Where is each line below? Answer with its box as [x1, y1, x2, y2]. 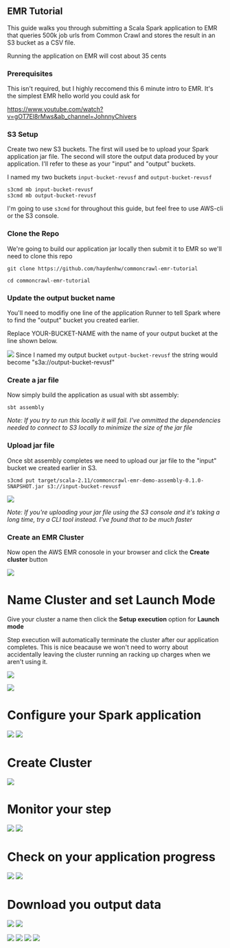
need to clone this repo [7, 252, 73, 260]
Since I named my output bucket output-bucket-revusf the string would [15, 351, 218, 359]
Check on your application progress [7, 849, 216, 865]
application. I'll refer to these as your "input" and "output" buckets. [7, 159, 196, 168]
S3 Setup [7, 130, 39, 140]
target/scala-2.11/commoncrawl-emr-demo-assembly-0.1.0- [37, 477, 205, 484]
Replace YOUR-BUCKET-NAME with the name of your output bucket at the [7, 329, 218, 338]
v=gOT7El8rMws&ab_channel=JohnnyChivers [7, 113, 137, 121]
